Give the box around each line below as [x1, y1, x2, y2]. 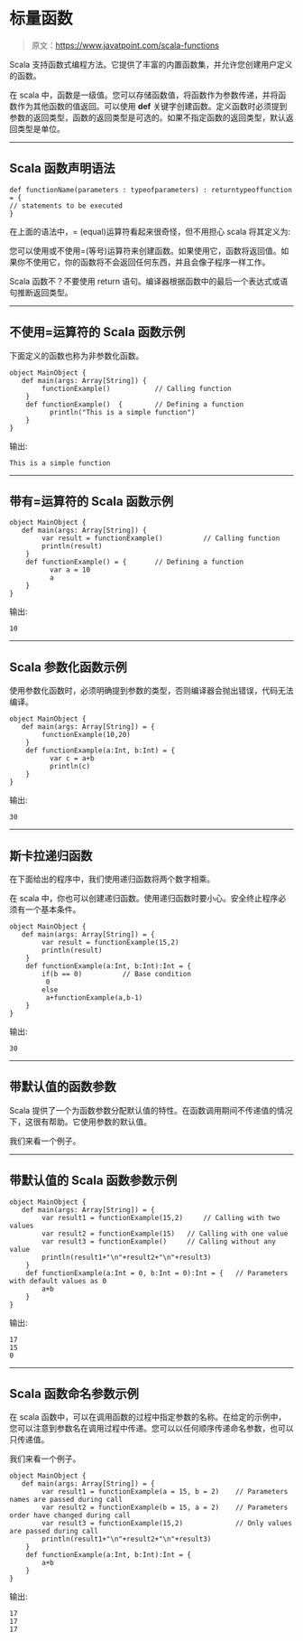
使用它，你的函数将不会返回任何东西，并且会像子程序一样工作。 [32, 256, 271, 267]
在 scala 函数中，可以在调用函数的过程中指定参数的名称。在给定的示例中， [9, 1412, 287, 1422]
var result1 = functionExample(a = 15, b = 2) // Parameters [41, 1487, 289, 1496]
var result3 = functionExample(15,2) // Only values [41, 1519, 293, 1528]
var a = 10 [49, 565, 91, 574]
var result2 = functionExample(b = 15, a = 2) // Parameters [41, 1503, 289, 1513]
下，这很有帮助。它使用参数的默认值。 [9, 1116, 151, 1127]
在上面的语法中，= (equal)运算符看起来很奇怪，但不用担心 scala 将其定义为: [9, 226, 291, 237]
